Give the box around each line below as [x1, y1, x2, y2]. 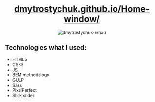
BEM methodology [12, 72, 50, 78]
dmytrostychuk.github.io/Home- [14, 3, 150, 15]
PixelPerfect [12, 87, 37, 93]
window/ [64, 14, 100, 25]
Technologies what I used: [5, 44, 87, 52]
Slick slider [12, 92, 35, 98]
